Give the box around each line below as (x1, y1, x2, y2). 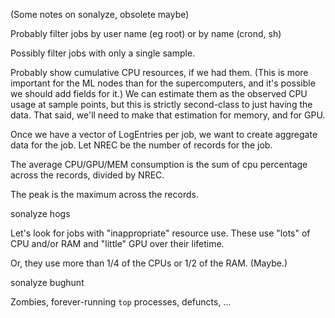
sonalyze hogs (10, 208, 71, 219)
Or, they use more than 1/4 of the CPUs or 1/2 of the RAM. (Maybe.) (10, 257, 288, 269)
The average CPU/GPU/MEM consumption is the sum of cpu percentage (10, 159, 308, 170)
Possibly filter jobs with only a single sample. (10, 47, 196, 59)
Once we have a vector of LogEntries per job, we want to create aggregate (10, 129, 318, 140)
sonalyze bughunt (10, 277, 85, 288)
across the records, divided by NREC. (10, 169, 165, 181)
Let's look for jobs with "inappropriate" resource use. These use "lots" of (10, 227, 311, 239)
